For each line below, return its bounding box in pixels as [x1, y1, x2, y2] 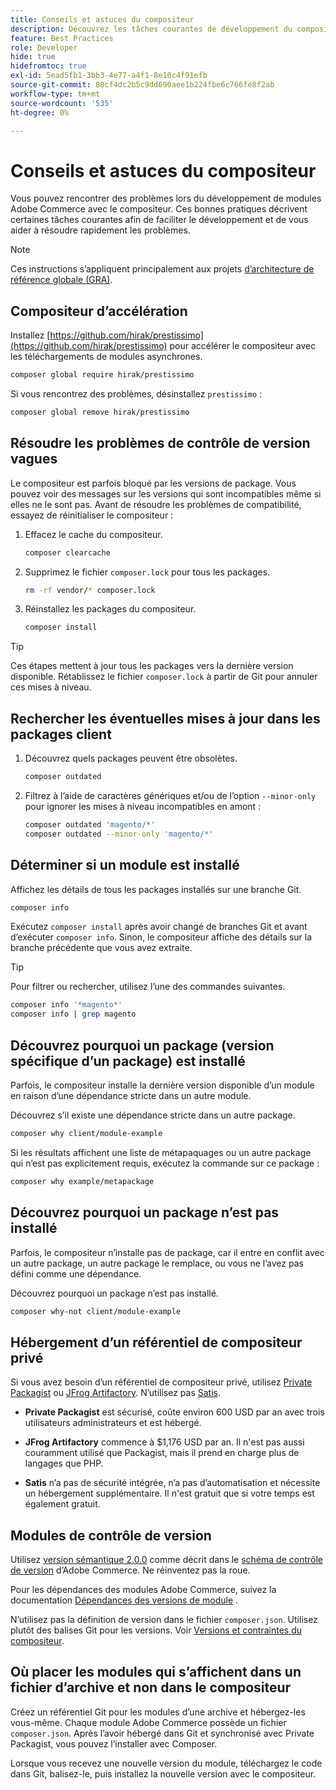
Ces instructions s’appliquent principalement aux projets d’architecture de [10, 263, 315, 275]
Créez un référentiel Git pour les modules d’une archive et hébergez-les [10, 1706, 306, 1718]
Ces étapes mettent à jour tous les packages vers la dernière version [10, 660, 294, 672]
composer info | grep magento [10, 1009, 137, 1020]
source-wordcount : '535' [10, 98, 114, 108]
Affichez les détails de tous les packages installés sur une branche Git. [10, 883, 302, 895]
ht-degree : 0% [10, 107, 70, 118]
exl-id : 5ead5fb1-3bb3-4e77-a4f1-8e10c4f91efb [10, 71, 208, 81]
